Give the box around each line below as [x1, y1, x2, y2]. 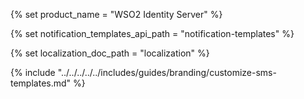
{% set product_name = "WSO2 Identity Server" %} [10, 9, 223, 20]
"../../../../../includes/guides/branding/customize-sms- [57, 67, 277, 78]
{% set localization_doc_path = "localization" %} [10, 47, 210, 59]
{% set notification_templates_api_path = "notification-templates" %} [10, 28, 295, 39]
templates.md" [10, 77, 72, 89]
